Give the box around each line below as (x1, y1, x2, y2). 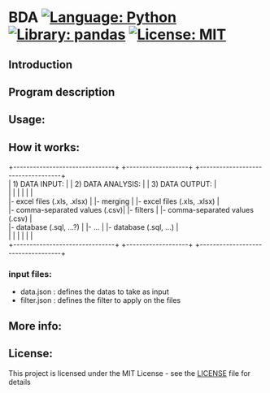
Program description (8, 85, 115, 99)
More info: (8, 319, 63, 333)
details (8, 377, 31, 387)
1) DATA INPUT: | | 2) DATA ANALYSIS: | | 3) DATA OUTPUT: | (12, 179, 217, 189)
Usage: (8, 113, 46, 127)
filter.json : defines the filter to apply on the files (20, 296, 181, 305)
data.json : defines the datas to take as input (20, 287, 169, 296)
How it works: (8, 140, 80, 154)
